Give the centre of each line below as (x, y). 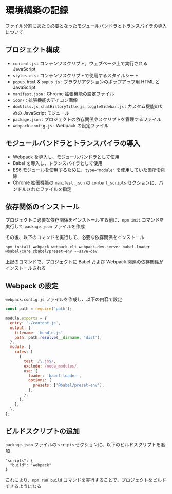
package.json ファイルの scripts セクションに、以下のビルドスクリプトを (83, 445)
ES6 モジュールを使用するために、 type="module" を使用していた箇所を (87, 170)
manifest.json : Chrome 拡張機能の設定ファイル (63, 94)
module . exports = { (26, 318)
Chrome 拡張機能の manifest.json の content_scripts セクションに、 (86, 182)
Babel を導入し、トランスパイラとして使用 (58, 163)
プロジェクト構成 (32, 50)
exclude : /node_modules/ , (52, 366)
